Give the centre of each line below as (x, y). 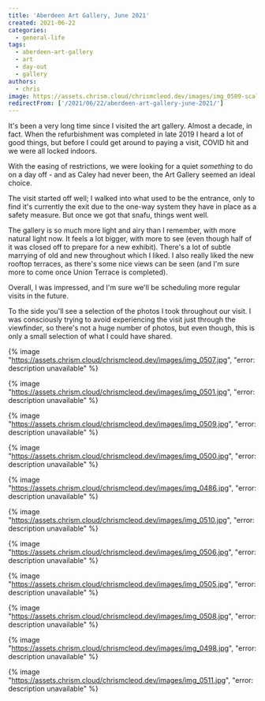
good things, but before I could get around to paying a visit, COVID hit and (129, 143)
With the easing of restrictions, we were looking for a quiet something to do (131, 166)
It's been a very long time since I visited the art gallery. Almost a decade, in (130, 126)
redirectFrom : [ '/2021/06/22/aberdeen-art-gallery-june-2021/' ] (116, 103)
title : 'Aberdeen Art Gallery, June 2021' (79, 15)
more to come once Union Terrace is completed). (88, 272)
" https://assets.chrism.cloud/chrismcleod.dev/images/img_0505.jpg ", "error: (132, 584)
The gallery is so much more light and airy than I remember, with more (122, 230)
